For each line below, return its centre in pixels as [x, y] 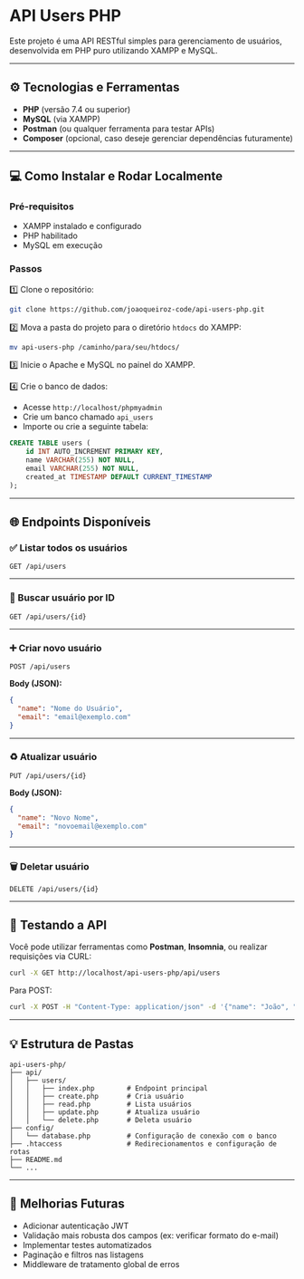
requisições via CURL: [51, 957]
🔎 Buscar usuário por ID [62, 598]
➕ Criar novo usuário [56, 648]
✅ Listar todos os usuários [69, 548]
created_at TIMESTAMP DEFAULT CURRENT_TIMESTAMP [119, 476]
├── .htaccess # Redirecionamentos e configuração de [143, 1144]
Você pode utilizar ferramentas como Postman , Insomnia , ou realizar [139, 947]
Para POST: [31, 991]
